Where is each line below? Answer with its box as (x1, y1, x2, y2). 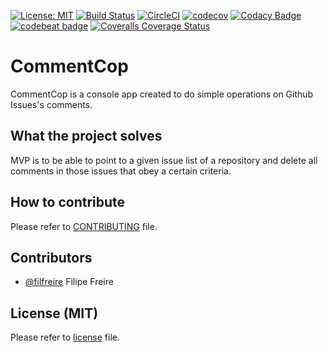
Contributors (10, 249, 93, 266)
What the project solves (10, 128, 163, 145)
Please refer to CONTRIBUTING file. (10, 220, 158, 232)
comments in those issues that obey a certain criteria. (10, 165, 232, 177)
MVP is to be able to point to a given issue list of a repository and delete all (10, 154, 318, 166)
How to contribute (10, 194, 126, 211)
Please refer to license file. (10, 331, 120, 344)
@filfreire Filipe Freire (24, 276, 114, 288)
